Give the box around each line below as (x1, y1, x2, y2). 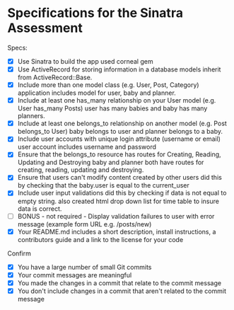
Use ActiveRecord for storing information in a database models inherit (17, 65, 221, 74)
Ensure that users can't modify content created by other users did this (17, 173, 223, 182)
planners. (17, 112, 46, 120)
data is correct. (17, 204, 62, 213)
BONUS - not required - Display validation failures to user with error (17, 212, 215, 220)
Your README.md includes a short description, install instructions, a (17, 227, 216, 236)
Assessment (7, 20, 83, 36)
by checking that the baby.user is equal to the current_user (17, 181, 189, 190)
